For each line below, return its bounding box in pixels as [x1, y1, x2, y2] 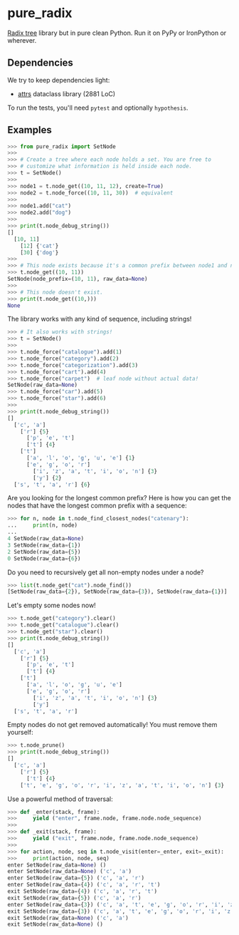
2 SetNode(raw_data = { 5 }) [7, 548, 81, 555]
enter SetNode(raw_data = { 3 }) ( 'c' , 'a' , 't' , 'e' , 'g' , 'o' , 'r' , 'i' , [7, 901, 224, 908]
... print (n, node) [7, 522, 78, 529]
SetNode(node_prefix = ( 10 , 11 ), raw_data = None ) [7, 276, 148, 283]
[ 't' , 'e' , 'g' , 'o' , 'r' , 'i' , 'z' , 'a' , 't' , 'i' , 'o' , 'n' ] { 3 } [20, 782, 225, 789]
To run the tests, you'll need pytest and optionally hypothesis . [7, 103, 188, 112]
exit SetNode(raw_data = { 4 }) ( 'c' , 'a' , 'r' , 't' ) [7, 888, 158, 895]
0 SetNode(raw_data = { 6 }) [7, 554, 81, 562]
